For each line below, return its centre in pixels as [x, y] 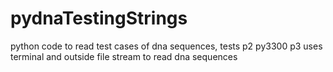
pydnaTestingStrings [99, 18]
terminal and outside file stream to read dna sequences [124, 56]
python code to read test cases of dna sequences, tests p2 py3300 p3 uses [166, 46]
